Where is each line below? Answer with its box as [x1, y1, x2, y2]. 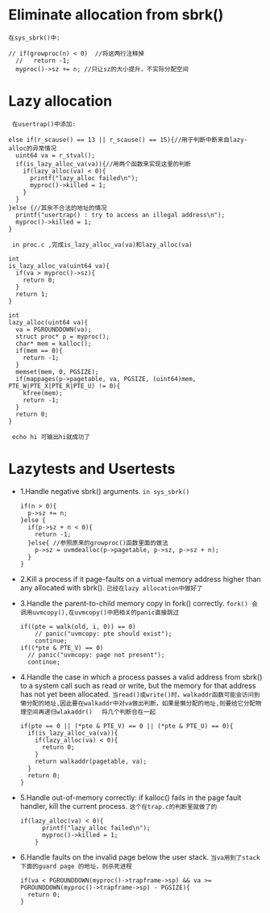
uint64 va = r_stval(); [15, 151, 95, 159]
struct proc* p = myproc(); [15, 333, 110, 341]
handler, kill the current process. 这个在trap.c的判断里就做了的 [19, 801, 218, 810]
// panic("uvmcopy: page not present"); [27, 651, 165, 659]
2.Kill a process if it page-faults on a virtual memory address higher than [19, 574, 261, 584]
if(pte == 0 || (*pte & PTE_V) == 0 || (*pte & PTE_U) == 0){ [19, 722, 234, 730]
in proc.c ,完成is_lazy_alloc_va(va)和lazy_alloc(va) [11, 241, 193, 249]
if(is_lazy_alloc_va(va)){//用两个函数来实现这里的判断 [15, 160, 192, 168]
